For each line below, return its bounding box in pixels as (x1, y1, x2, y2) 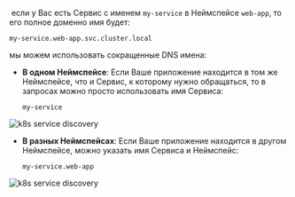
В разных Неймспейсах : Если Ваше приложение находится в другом (21, 136, 287, 146)
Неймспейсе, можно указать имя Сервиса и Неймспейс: (21, 146, 239, 155)
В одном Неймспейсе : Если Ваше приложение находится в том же (21, 67, 278, 77)
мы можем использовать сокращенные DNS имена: (9, 50, 207, 60)
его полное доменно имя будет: (9, 17, 130, 28)
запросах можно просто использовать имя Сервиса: (21, 86, 224, 96)
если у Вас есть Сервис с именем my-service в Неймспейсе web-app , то (11, 8, 282, 18)
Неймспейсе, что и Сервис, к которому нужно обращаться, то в (21, 76, 266, 87)
